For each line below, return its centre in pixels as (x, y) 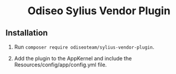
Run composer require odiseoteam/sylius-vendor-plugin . (84, 47)
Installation (27, 33)
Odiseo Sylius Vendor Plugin (99, 11)
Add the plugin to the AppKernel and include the (73, 58)
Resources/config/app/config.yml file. (60, 65)
